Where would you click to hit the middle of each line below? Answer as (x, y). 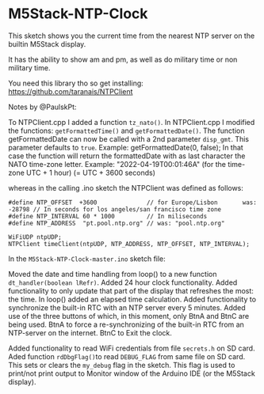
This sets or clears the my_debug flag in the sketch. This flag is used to (122, 365)
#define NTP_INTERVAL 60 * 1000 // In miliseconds (108, 216)
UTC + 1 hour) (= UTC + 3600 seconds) (91, 172)
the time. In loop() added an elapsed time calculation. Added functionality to (132, 299)
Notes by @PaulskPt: (42, 107)
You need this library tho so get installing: (76, 83)
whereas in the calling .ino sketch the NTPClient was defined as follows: (126, 188)
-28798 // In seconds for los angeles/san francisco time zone (115, 209)
